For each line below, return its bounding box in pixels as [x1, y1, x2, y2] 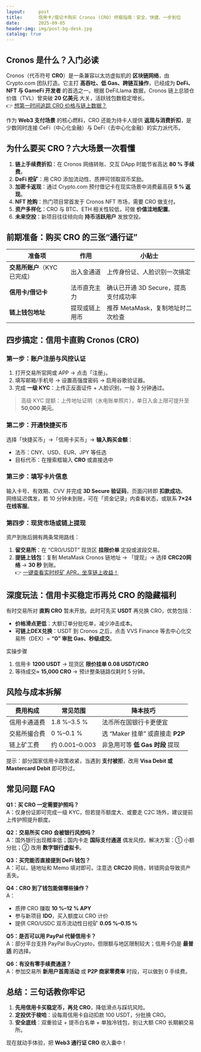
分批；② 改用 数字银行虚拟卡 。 [6, 844, 85, 851]
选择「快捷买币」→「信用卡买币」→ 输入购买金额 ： [6, 436, 133, 443]
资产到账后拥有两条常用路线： [6, 534, 80, 541]
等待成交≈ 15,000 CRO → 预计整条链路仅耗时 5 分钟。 [14, 668, 148, 675]
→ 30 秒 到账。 [22, 561, 59, 569]
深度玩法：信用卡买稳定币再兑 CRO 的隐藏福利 [6, 590, 176, 600]
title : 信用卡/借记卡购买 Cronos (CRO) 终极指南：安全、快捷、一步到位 [6, 14, 181, 20]
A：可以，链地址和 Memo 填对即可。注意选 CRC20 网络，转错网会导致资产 [6, 864, 191, 871]
